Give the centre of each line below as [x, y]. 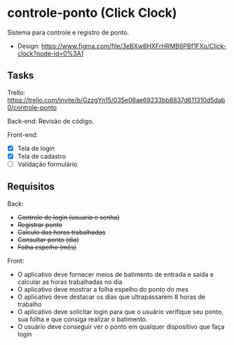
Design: [28, 46]
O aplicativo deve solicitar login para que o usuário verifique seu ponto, [121, 311]
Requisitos [31, 187]
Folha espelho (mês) [47, 247]
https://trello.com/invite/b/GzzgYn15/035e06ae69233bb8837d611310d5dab [116, 100]
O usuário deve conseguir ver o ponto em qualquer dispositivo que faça [121, 326]
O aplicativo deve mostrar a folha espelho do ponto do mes [103, 289]
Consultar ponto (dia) [48, 240]
